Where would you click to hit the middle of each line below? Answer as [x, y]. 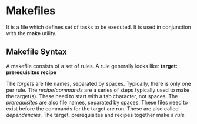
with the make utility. [31, 33]
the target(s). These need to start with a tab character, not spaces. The [92, 96]
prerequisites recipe [31, 72]
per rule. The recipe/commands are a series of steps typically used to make [98, 90]
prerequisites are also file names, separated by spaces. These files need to [97, 102]
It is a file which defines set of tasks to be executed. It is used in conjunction [98, 27]
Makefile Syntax [37, 52]
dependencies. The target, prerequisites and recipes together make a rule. [96, 115]
